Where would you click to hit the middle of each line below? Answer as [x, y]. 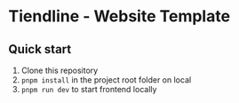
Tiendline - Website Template [119, 16]
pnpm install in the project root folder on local [106, 80]
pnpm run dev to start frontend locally [89, 89]
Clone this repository [60, 70]
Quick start [40, 49]
